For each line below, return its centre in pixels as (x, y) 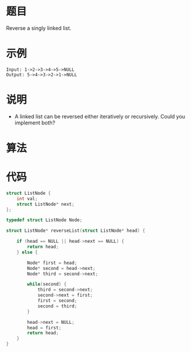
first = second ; (57, 301)
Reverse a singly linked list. (39, 28)
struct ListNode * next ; (46, 204)
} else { (27, 252)
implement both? (35, 123)
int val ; (27, 199)
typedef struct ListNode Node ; (44, 220)
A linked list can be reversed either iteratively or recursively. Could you (100, 116)
